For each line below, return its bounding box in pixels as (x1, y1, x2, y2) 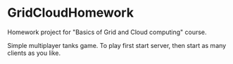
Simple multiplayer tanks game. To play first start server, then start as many (7, 41, 227, 49)
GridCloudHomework (7, 5, 134, 21)
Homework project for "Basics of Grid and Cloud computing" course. (7, 28, 207, 36)
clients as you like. (7, 49, 61, 57)
